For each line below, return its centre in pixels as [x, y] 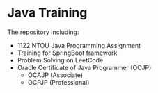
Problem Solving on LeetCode [60, 60]
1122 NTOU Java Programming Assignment [79, 45]
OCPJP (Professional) [58, 82]
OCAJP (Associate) [55, 75]
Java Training [47, 13]
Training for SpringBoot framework [67, 53]
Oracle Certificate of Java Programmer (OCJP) [84, 67]
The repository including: [43, 32]
